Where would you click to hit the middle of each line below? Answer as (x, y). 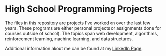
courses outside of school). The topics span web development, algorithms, (82, 33)
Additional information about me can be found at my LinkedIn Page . (74, 48)
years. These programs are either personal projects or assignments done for (83, 28)
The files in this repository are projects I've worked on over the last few (78, 23)
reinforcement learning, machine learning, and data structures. (69, 39)
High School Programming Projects (79, 9)
